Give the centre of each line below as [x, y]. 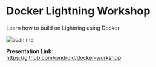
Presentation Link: [30, 51]
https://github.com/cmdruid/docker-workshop [64, 57]
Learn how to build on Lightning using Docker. [63, 28]
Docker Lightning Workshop [78, 11]
